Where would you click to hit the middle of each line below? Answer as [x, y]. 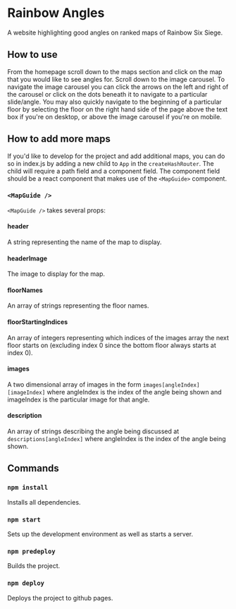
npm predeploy [31, 551]
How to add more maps [59, 139]
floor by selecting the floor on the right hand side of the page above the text [117, 109]
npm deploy [26, 583]
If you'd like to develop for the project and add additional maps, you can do [116, 156]
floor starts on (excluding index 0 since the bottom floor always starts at [112, 345]
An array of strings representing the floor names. [78, 306]
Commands [33, 468]
